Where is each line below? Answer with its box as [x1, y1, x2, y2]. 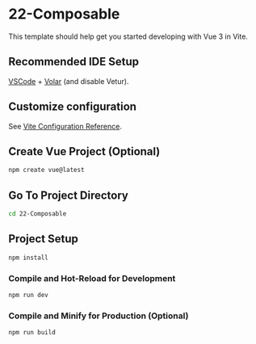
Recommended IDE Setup [8, 55, 140, 69]
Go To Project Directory [8, 188, 129, 202]
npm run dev [8, 291, 48, 299]
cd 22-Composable [8, 210, 67, 218]
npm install [8, 254, 48, 262]
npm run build [8, 329, 57, 337]
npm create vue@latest [8, 166, 85, 174]
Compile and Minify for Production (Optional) [8, 310, 189, 321]
